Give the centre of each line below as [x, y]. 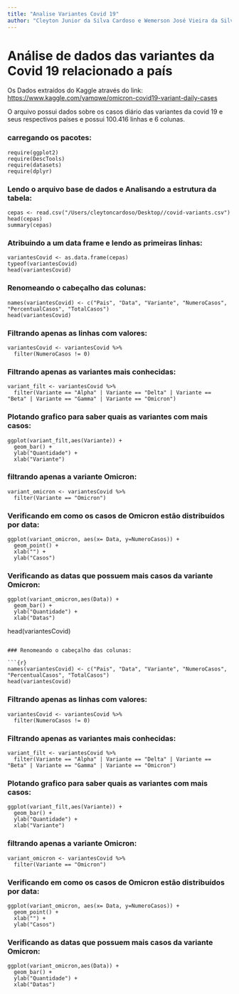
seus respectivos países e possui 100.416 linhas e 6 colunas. [96, 119]
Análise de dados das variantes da [111, 56]
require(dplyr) [30, 171]
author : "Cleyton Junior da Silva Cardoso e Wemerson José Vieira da [113, 21]
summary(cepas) [30, 225]
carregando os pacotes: [50, 138]
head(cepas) [25, 219]
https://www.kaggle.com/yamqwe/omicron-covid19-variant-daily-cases [113, 98]
